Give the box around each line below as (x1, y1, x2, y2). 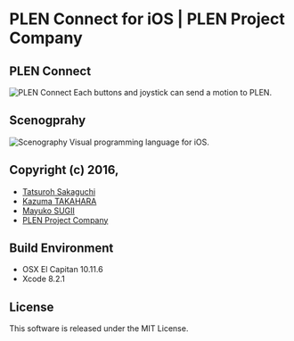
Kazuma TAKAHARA (21, 195, 97, 206)
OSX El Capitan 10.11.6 (21, 264, 104, 275)
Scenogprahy (9, 112, 86, 129)
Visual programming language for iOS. (69, 137, 209, 147)
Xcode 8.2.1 (21, 273, 65, 285)
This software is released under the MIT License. (9, 323, 189, 334)
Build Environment (9, 241, 114, 256)
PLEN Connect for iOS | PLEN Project (9, 9, 285, 29)
